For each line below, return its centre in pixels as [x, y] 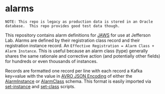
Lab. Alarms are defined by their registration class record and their [73, 40]
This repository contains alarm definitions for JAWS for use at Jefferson [78, 35]
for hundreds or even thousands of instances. [51, 61]
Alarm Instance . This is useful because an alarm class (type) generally [77, 51]
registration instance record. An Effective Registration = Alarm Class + [80, 45]
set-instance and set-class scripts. [40, 86]
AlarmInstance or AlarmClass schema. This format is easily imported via [78, 81]
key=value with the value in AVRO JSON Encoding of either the [69, 76]
